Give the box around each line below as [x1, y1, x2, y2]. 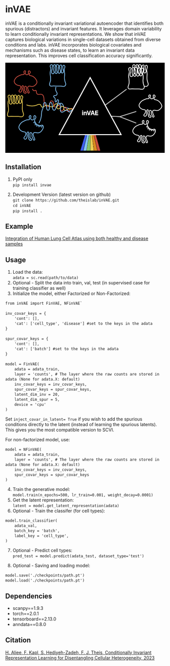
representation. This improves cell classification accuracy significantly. [5, 52, 153, 59]
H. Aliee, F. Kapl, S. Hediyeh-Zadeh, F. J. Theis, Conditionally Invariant [5, 649, 152, 655]
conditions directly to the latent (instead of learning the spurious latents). [5, 422, 157, 428]
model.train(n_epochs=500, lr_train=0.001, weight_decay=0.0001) [12, 492, 153, 498]
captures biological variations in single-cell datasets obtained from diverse [5, 36, 161, 43]
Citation [5, 636, 31, 645]
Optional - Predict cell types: [12, 548, 72, 554]
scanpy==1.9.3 [12, 605, 44, 611]
